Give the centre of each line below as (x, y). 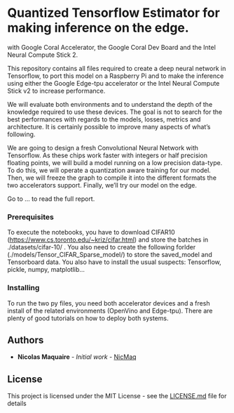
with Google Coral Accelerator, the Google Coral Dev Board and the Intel (111, 47)
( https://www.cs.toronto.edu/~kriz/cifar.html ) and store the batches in (108, 240)
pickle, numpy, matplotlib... (46, 270)
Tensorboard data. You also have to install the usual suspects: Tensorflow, (115, 262)
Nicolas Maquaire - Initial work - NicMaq (77, 357)
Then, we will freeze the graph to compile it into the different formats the (112, 178)
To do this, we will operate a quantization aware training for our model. (109, 170)
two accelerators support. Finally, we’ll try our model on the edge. (102, 185)
